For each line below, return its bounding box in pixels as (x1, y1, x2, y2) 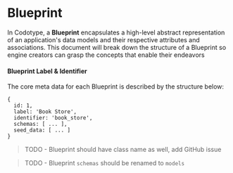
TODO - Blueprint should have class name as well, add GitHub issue (24, 146, 222, 154)
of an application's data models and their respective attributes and (7, 35, 201, 44)
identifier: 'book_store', (13, 115, 93, 122)
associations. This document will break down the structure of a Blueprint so (7, 43, 227, 51)
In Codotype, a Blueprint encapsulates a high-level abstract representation (7, 28, 225, 37)
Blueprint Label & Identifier (7, 67, 87, 75)
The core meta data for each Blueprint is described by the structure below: (7, 82, 224, 91)
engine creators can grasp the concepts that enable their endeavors (7, 51, 206, 59)
